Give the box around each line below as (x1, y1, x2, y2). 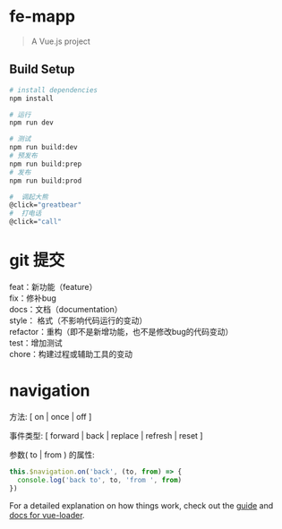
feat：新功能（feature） (9, 281, 98, 292)
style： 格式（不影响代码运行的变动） (9, 315, 148, 326)
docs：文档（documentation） (9, 303, 123, 314)
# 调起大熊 (9, 192, 49, 201)
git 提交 (9, 251, 65, 270)
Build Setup (9, 62, 75, 77)
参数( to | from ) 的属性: (9, 449, 96, 460)
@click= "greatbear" (9, 201, 82, 209)
